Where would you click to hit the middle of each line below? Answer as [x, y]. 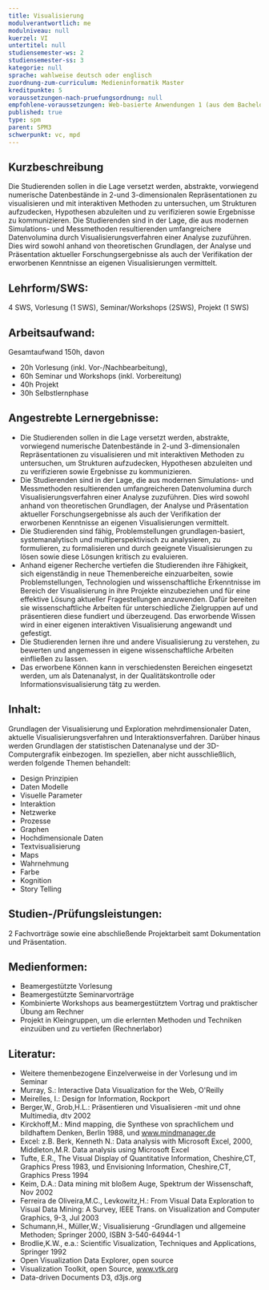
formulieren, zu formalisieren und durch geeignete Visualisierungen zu [136, 548]
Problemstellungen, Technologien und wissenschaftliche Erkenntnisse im [140, 582]
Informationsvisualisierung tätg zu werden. [90, 684]
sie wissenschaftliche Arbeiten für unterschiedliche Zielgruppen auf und [139, 607]
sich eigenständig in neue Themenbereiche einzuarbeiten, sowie [126, 573]
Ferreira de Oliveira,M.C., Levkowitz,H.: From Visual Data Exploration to [137, 1201]
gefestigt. [36, 633]
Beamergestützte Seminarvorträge [77, 995]
